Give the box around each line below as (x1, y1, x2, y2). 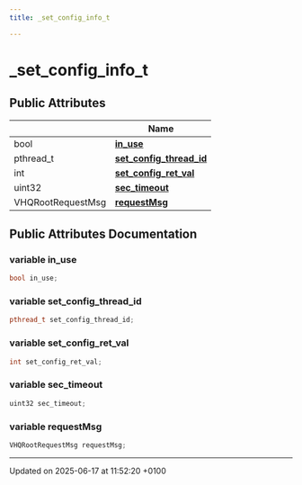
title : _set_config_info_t (9, 13, 111, 22)
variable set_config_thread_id (9, 295, 142, 308)
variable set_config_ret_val (9, 337, 129, 349)
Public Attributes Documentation (9, 227, 198, 242)
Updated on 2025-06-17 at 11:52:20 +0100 (9, 465, 166, 476)
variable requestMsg (9, 420, 102, 433)
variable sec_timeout (9, 379, 103, 391)
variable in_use (9, 253, 77, 265)
